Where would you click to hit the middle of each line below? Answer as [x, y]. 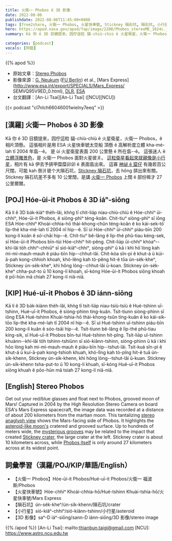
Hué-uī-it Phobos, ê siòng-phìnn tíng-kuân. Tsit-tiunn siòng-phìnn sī [93, 311]
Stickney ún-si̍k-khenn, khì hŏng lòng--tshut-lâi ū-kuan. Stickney [97, 358]
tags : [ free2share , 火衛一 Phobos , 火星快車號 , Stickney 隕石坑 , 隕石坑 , [80, 24]
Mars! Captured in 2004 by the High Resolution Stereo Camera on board [81, 404]
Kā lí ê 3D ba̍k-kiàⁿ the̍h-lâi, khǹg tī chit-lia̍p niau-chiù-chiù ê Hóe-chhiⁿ [80, 213]
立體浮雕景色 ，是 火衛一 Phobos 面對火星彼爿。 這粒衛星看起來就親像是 [81, 158]
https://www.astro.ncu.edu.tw [37, 533]
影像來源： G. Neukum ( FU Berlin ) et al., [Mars [61, 80]
